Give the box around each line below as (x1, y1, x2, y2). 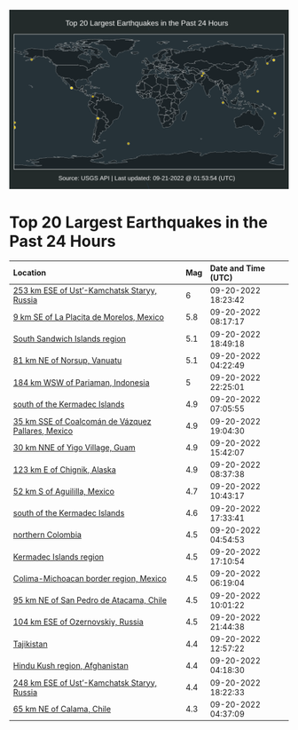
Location (12, 267, 47, 278)
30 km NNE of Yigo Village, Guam (12, 442, 136, 453)
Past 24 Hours (9, 231, 116, 251)
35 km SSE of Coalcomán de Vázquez (12, 416, 153, 426)
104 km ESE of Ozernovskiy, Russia (12, 616, 144, 627)
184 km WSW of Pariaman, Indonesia (12, 377, 150, 387)
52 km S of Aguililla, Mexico (12, 486, 115, 496)
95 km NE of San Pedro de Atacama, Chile (12, 595, 167, 606)
